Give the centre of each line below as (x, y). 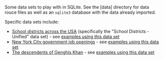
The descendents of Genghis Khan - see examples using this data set (83, 52)
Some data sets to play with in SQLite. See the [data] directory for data (77, 7)
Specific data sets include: (32, 22)
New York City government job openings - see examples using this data (85, 42)
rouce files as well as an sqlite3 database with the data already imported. (80, 12)
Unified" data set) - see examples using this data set (66, 37)
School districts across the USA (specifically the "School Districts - (81, 31)
